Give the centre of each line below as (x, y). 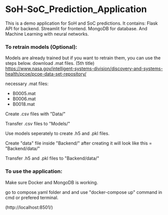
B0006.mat (24, 99)
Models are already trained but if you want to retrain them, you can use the (83, 58)
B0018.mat (24, 104)
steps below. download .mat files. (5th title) (50, 63)
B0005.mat (24, 94)
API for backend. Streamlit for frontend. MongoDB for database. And (76, 28)
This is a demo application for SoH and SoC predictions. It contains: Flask (81, 23)
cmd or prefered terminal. (32, 197)
